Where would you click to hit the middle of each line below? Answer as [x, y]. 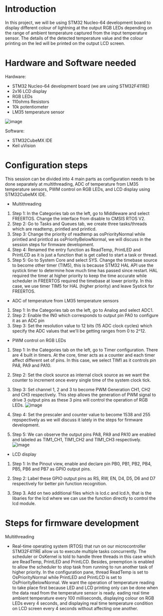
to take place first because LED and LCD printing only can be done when [85, 588]
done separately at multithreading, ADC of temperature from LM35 [72, 184]
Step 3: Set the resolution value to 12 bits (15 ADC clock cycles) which [82, 325]
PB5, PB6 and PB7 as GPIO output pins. [52, 469]
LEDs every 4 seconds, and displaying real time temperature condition [82, 603]
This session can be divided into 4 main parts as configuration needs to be [80, 179]
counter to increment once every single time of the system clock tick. [81, 380]
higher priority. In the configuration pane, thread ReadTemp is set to [80, 572]
